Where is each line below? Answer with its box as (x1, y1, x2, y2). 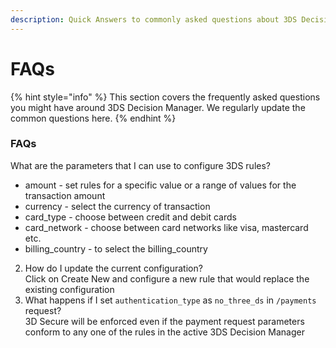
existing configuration (24, 283, 115, 295)
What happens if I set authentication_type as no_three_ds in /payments (24, 294, 317, 306)
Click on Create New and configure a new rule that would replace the (24, 272, 310, 285)
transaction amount (24, 189, 106, 201)
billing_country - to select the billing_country (24, 242, 208, 255)
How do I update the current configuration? (24, 262, 203, 274)
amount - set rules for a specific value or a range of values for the (24, 179, 297, 191)
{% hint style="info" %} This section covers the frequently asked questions (10, 91, 321, 103)
